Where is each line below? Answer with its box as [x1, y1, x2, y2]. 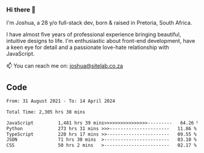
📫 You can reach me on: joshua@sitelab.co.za [6, 62, 123, 70]
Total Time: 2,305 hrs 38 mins [6, 109, 86, 115]
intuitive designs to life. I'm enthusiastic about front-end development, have [6, 37, 195, 45]
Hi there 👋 [6, 5, 36, 14]
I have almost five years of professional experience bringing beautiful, [6, 31, 182, 38]
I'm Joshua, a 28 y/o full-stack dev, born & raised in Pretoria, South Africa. [6, 19, 192, 27]
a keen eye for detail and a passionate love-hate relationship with [6, 44, 169, 51]
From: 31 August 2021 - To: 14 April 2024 [6, 98, 115, 105]
